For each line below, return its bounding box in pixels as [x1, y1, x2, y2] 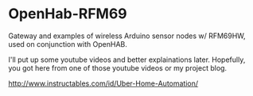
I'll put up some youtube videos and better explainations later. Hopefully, [8, 55, 246, 64]
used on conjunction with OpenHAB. [8, 39, 127, 48]
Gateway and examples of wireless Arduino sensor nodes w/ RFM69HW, [8, 31, 246, 40]
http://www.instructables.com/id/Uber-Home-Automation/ [8, 79, 199, 88]
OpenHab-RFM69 [8, 5, 127, 23]
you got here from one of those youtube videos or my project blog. [8, 63, 228, 72]
